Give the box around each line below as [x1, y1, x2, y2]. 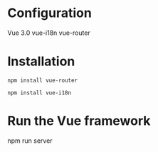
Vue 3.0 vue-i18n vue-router [7, 28, 90, 37]
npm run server [7, 136, 53, 145]
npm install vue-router [7, 77, 78, 84]
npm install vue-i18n [7, 89, 72, 97]
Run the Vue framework [7, 113, 151, 129]
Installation [7, 53, 75, 70]
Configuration [7, 5, 93, 21]
